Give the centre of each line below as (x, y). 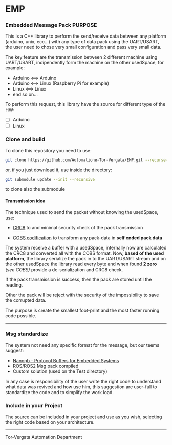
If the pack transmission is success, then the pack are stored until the (79, 279)
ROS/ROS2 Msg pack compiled (46, 366)
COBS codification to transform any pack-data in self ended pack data (87, 238)
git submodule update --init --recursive (50, 179)
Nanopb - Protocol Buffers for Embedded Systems (66, 361)
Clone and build (25, 139)
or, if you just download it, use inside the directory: (59, 170)
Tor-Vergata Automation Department (44, 437)
